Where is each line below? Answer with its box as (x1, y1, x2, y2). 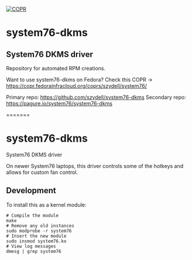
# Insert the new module (6, 233, 67, 239)
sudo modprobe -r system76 (6, 228, 72, 234)
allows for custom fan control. (6, 169, 78, 176)
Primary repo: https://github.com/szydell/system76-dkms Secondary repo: (6, 94, 186, 101)
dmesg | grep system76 (6, 248, 61, 254)
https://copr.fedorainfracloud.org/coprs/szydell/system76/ (6, 83, 148, 89)
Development (6, 186, 57, 196)
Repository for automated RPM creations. (6, 65, 106, 71)
